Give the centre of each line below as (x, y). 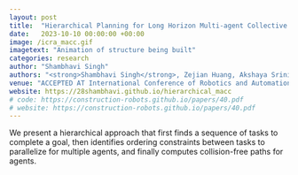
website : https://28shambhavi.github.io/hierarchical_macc (121, 91)
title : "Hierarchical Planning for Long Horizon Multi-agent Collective (149, 26)
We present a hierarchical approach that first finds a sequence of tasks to (144, 133)
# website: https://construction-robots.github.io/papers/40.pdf (132, 108)
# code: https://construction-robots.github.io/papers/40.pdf (126, 99)
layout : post (33, 17)
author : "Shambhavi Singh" (59, 67)
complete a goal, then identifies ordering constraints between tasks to (137, 142)
